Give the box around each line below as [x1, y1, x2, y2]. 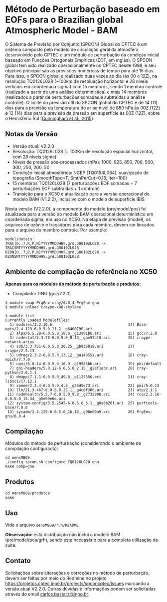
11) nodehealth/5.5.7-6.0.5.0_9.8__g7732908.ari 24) [7, 392, 135, 397]
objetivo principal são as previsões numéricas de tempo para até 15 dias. [5, 67, 155, 73]
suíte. [5, 542, 16, 548]
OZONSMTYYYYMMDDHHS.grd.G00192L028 [5, 254, 79, 259]
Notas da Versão [5, 130, 58, 138]
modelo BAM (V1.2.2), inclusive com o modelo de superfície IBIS [12, 196, 145, 202]
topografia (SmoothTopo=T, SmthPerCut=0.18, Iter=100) [12, 175, 127, 181]
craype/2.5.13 [5, 348, 35, 353]
